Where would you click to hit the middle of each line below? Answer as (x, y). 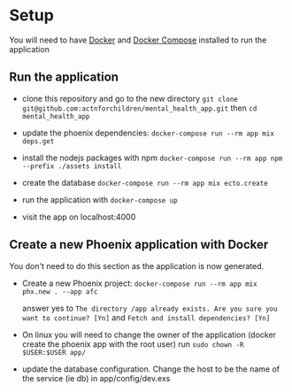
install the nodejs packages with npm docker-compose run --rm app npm (152, 158)
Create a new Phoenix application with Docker (139, 245)
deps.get (38, 141)
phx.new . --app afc (60, 292)
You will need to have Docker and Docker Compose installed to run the (138, 40)
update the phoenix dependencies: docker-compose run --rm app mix (148, 133)
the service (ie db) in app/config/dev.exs (96, 378)
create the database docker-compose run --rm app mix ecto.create (145, 182)
